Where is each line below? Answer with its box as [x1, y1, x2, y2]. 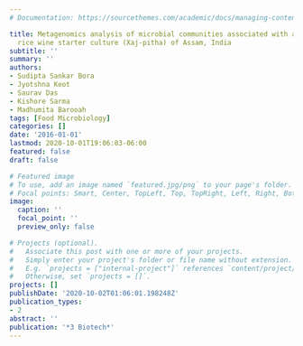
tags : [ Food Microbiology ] [9, 114, 111, 123]
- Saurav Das [9, 88, 59, 98]
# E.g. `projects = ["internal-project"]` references [9, 264, 224, 273]
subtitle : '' [9, 46, 59, 55]
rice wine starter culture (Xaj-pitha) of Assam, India [17, 38, 232, 47]
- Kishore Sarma [9, 97, 70, 106]
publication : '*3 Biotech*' [9, 323, 115, 332]
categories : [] [9, 122, 67, 131]
